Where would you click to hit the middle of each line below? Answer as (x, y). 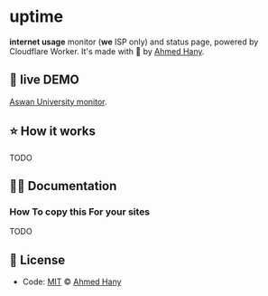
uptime (37, 17)
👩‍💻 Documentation (63, 186)
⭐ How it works (53, 132)
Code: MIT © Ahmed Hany (72, 282)
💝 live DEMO (44, 80)
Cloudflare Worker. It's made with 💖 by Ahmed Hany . (107, 51)
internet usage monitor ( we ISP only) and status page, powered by (134, 42)
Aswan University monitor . (58, 101)
